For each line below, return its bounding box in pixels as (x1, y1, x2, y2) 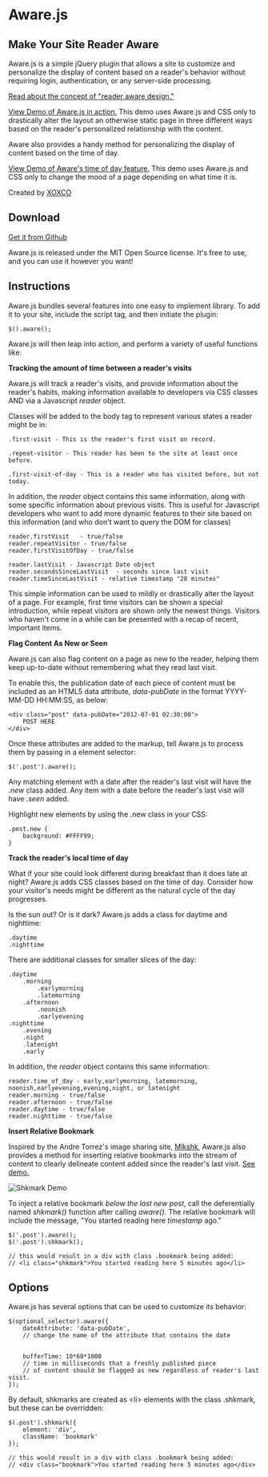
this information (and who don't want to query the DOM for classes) (8, 517, 231, 526)
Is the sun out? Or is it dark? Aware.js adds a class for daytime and (8, 909, 228, 919)
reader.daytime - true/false (8, 1105, 106, 1113)
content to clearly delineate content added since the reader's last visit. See (8, 1158, 256, 1168)
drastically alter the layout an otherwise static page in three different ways (8, 116, 253, 125)
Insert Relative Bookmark (8, 1126, 94, 1136)
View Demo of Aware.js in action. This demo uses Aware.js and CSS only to (8, 107, 256, 116)
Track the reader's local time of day (8, 853, 129, 862)
